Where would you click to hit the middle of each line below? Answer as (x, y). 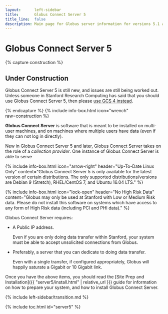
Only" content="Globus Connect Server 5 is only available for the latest (78, 172)
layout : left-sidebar (33, 10)
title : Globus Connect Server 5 (45, 15)
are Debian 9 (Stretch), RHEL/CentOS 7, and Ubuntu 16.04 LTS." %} (74, 182)
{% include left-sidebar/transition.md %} (47, 297)
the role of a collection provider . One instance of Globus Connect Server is (82, 151)
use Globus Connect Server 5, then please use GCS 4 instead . (69, 101)
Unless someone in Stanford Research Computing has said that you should (82, 95)
